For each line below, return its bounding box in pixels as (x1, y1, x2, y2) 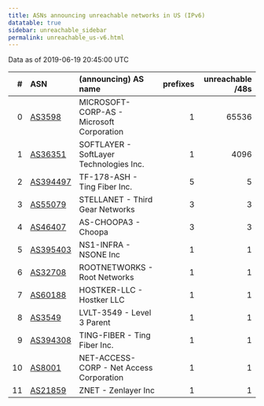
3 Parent (79, 317, 111, 328)
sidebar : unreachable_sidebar (8, 26, 108, 34)
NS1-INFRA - (79, 239, 131, 250)
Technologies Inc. (79, 159, 145, 170)
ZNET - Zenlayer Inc (79, 385, 156, 396)
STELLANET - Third (79, 194, 153, 205)
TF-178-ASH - (79, 172, 138, 183)
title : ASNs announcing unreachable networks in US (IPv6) (8, 11, 206, 20)
